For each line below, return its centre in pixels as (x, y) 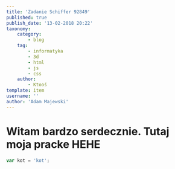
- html (36, 62)
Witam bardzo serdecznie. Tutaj (88, 131)
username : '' (23, 96)
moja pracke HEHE (53, 144)
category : (30, 34)
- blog (36, 40)
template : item (25, 91)
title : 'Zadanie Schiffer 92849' (48, 12)
